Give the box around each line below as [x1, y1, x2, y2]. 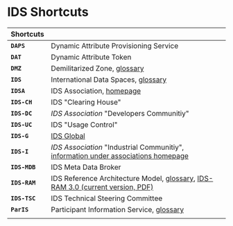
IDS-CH [10, 98, 33, 106]
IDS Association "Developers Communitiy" [51, 108, 189, 118]
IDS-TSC [10, 194, 36, 202]
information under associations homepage [51, 150, 189, 160]
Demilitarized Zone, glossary [51, 63, 144, 73]
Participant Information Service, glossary [51, 205, 184, 214]
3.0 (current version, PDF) [68, 182, 154, 191]
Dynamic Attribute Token [51, 52, 132, 62]
